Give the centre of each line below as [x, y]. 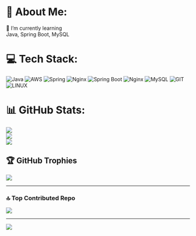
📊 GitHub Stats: [46, 110]
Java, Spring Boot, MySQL [38, 34]
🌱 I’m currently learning [34, 28]
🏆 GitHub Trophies [42, 161]
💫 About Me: [37, 12]
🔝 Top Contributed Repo [41, 198]
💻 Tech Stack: [42, 59]
